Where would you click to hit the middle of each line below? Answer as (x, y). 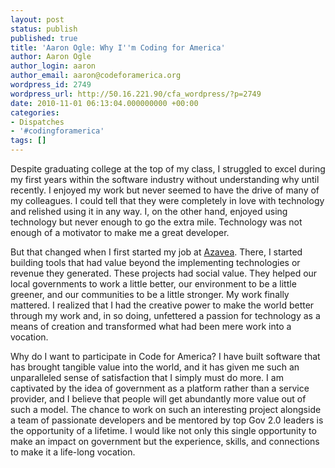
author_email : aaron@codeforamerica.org (96, 76)
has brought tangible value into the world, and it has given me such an (155, 367)
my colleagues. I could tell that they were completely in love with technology (167, 200)
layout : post (37, 19)
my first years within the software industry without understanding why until (165, 179)
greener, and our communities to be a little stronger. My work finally (150, 294)
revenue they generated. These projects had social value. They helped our (164, 273)
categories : (35, 112)
